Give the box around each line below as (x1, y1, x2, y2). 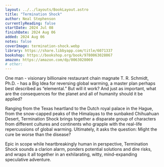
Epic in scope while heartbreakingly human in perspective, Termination (5, 141, 148, 147)
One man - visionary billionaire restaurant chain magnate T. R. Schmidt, (5, 75, 149, 81)
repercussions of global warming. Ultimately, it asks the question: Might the (5, 126, 158, 132)
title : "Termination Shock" (5, 12, 63, 17)
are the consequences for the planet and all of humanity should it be (5, 91, 143, 97)
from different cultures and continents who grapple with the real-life (5, 121, 142, 127)
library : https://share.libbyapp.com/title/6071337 (5, 48, 113, 53)
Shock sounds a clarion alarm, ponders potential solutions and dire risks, (5, 146, 152, 152)
